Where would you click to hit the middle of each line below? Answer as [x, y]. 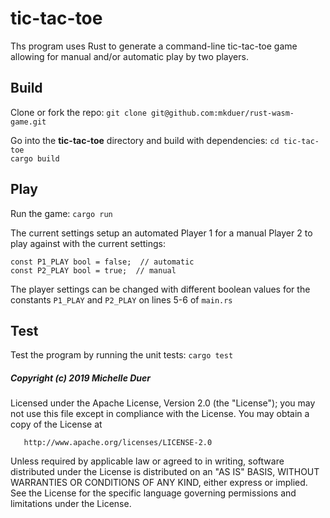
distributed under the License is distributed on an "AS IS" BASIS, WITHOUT [165, 472]
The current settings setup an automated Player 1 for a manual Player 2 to [161, 233]
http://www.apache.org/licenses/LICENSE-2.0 [118, 443]
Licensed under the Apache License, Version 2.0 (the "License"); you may [163, 403]
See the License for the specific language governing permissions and [153, 493]
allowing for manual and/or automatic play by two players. [129, 56]
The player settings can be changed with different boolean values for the [160, 289]
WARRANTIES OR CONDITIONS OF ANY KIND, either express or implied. [159, 483]
